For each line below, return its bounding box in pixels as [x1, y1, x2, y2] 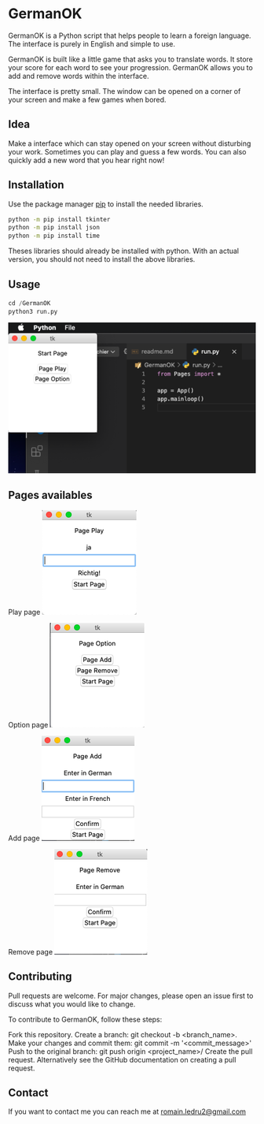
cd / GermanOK [8, 300, 51, 307]
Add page [8, 833, 41, 843]
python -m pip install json [8, 224, 101, 232]
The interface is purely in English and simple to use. [8, 39, 175, 48]
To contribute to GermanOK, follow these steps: [8, 1014, 163, 1024]
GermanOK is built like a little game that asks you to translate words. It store [8, 54, 254, 64]
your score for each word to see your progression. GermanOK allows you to [8, 62, 253, 72]
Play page [8, 607, 41, 616]
